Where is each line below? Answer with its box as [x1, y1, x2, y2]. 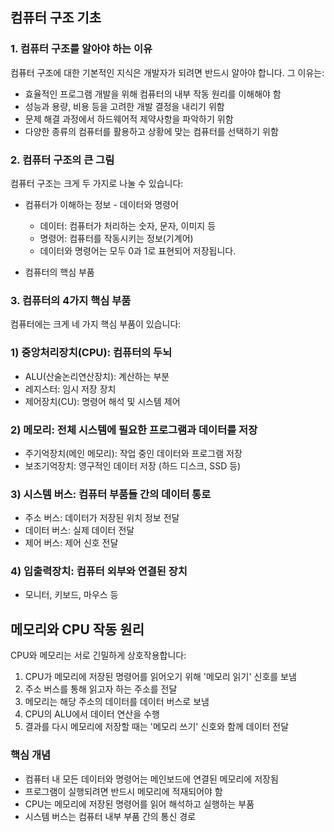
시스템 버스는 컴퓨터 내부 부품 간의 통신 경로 [24, 810, 197, 822]
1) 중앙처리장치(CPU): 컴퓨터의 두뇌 [10, 346, 173, 360]
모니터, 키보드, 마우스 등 [24, 589, 119, 601]
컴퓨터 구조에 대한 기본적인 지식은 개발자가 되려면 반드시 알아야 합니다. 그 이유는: [10, 66, 325, 78]
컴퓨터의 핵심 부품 [24, 266, 95, 278]
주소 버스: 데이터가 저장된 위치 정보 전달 [24, 512, 180, 524]
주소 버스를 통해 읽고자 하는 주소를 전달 [24, 683, 178, 695]
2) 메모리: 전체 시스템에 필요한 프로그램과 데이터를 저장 [10, 423, 258, 437]
